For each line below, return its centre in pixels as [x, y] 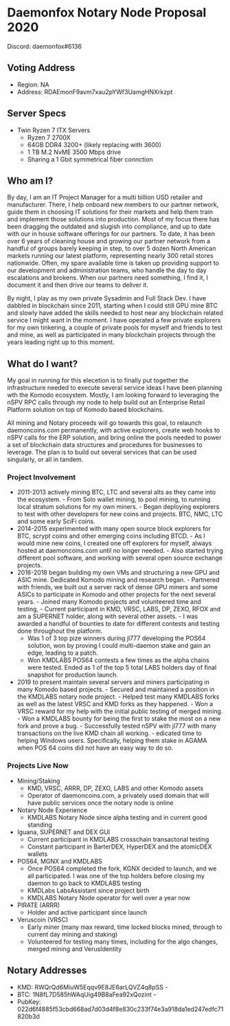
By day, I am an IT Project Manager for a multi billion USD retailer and [105, 197]
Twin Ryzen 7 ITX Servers [54, 130]
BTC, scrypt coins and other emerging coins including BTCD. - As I [111, 536]
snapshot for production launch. [73, 675]
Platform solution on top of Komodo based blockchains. [86, 410]
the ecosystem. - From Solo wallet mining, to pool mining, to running [114, 499]
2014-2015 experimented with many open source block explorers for [114, 529]
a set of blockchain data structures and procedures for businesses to [105, 445]
